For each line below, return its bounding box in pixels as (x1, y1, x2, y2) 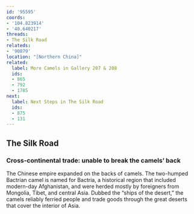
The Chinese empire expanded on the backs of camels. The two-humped (6, 170, 189, 177)
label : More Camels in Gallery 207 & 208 (11, 65, 117, 71)
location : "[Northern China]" (6, 54, 83, 60)
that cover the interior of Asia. (6, 202, 80, 209)
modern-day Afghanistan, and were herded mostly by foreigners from (6, 183, 180, 190)
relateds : (6, 43, 31, 49)
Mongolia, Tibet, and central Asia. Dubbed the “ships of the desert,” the (6, 189, 184, 196)
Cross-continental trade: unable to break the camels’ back (6, 156, 181, 164)
